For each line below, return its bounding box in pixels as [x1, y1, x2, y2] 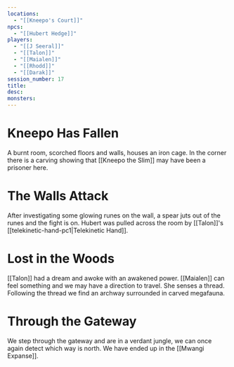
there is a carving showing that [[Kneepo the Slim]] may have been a [7, 156, 206, 164]
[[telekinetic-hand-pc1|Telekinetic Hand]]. [7, 226, 129, 234]
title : [7, 82, 27, 89]
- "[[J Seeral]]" [13, 43, 65, 50]
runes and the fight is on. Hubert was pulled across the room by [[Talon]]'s [7, 218, 223, 227]
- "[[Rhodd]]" [13, 62, 55, 69]
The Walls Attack [7, 188, 109, 204]
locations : [7, 10, 39, 18]
